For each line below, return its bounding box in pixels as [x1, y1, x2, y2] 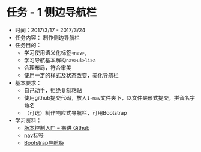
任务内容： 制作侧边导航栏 [14, 34, 80, 41]
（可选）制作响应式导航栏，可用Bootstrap [23, 109, 127, 116]
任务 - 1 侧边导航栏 [6, 5, 97, 19]
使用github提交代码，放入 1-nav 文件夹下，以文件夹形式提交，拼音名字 [23, 94, 196, 101]
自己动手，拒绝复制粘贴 [23, 87, 82, 94]
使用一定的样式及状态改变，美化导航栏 [23, 71, 119, 79]
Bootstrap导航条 [23, 139, 64, 146]
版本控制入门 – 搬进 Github [23, 124, 90, 131]
